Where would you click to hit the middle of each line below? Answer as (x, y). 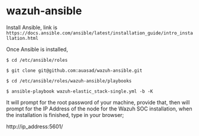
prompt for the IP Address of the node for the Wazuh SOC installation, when (99, 109)
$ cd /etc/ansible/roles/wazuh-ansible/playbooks (69, 81)
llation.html (22, 38)
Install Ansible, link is (32, 27)
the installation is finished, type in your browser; (65, 115)
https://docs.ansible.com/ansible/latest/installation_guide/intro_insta (100, 33)
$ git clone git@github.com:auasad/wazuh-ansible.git (74, 70)
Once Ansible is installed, (37, 49)
